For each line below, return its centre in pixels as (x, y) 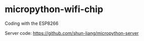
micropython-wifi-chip (54, 9)
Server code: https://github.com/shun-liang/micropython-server (72, 33)
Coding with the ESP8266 (32, 23)
